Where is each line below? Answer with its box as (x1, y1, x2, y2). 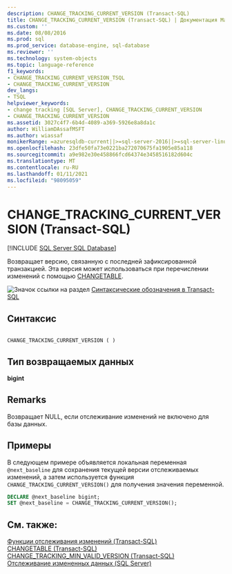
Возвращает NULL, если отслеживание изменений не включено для (7, 412, 209, 421)
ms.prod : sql (7, 36, 45, 43)
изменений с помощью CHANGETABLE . (7, 272, 124, 280)
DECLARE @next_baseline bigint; (7, 493, 100, 500)
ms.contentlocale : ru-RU (7, 164, 79, 171)
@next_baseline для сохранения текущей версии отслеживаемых (7, 465, 199, 473)
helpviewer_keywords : (7, 100, 70, 107)
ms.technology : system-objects (7, 55, 97, 62)
